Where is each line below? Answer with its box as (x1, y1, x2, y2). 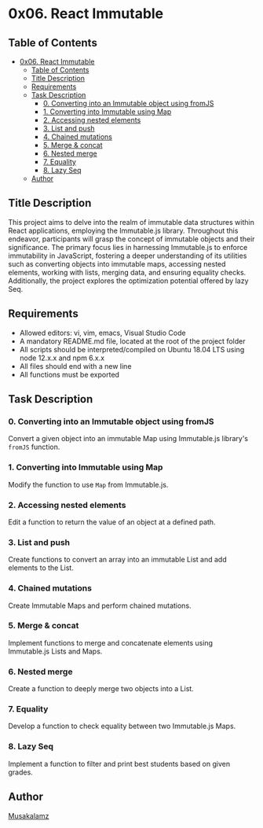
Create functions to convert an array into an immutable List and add (8, 555, 227, 565)
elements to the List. (8, 563, 75, 572)
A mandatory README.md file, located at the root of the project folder (19, 336, 246, 346)
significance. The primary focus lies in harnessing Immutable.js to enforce (8, 242, 248, 252)
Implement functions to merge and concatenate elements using (8, 638, 214, 647)
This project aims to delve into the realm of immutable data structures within (8, 217, 255, 226)
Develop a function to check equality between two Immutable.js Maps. (8, 721, 236, 731)
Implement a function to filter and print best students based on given (8, 759, 230, 768)
